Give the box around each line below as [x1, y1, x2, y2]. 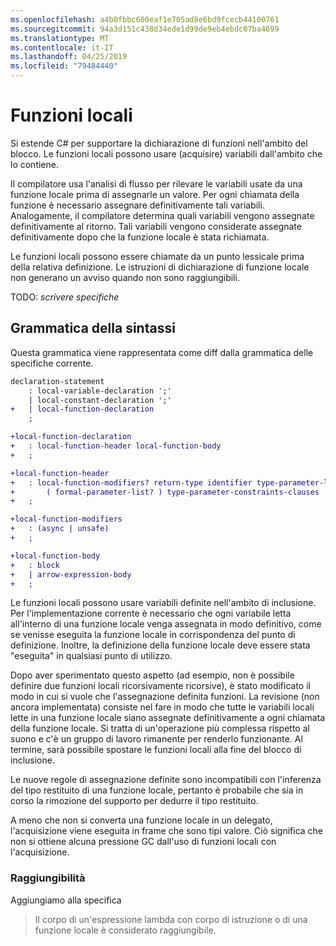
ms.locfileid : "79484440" [10, 61, 118, 71]
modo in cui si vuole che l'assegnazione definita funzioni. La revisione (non [10, 691, 320, 703]
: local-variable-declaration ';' [28, 386, 172, 396]
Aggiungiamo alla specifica [10, 894, 122, 906]
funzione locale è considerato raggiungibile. [34, 924, 217, 936]
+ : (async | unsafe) [10, 524, 110, 534]
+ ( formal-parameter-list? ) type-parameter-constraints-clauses [10, 487, 320, 497]
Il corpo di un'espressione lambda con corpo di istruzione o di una [34, 913, 308, 925]
